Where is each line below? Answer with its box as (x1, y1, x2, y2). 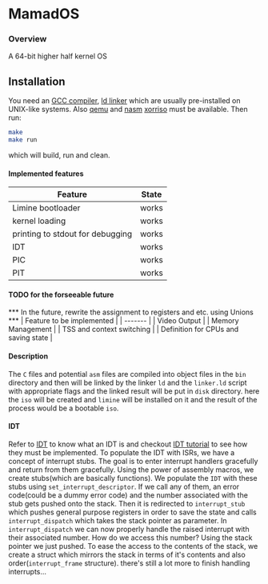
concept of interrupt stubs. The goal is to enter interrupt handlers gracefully (8, 456, 258, 466)
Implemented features (8, 169, 84, 178)
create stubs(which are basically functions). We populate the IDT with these (8, 473, 258, 482)
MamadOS (8, 5, 80, 23)
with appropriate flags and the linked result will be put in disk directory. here (8, 386, 260, 396)
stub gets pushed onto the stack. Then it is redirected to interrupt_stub (8, 498, 246, 508)
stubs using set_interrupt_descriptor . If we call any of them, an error (8, 482, 240, 491)
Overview (8, 34, 47, 45)
